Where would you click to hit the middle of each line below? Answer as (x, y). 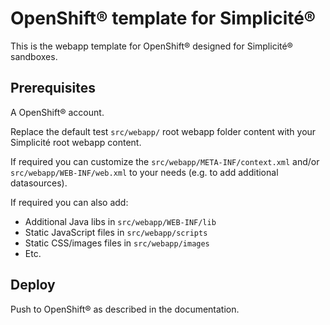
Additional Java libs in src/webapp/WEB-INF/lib (120, 221)
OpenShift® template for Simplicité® (163, 18)
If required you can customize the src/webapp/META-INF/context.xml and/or (165, 161)
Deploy (33, 285)
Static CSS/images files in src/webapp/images (117, 243)
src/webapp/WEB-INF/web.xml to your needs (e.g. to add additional (144, 172)
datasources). (39, 183)
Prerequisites (53, 88)
